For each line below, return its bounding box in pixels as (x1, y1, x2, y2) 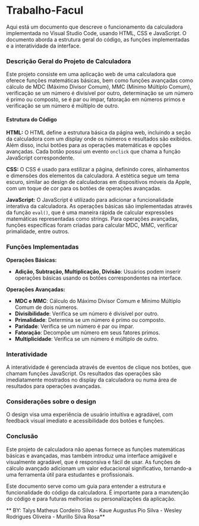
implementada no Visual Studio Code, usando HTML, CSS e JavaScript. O (6, 29, 187, 36)
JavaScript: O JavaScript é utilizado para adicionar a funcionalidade (6, 196, 174, 203)
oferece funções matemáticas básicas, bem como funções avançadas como (6, 77, 194, 84)
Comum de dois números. (14, 303, 78, 311)
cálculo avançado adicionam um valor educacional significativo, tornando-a (6, 465, 192, 472)
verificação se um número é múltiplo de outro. (6, 102, 119, 109)
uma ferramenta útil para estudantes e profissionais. (6, 471, 134, 478)
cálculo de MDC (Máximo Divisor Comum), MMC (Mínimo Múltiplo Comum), (6, 83, 192, 90)
